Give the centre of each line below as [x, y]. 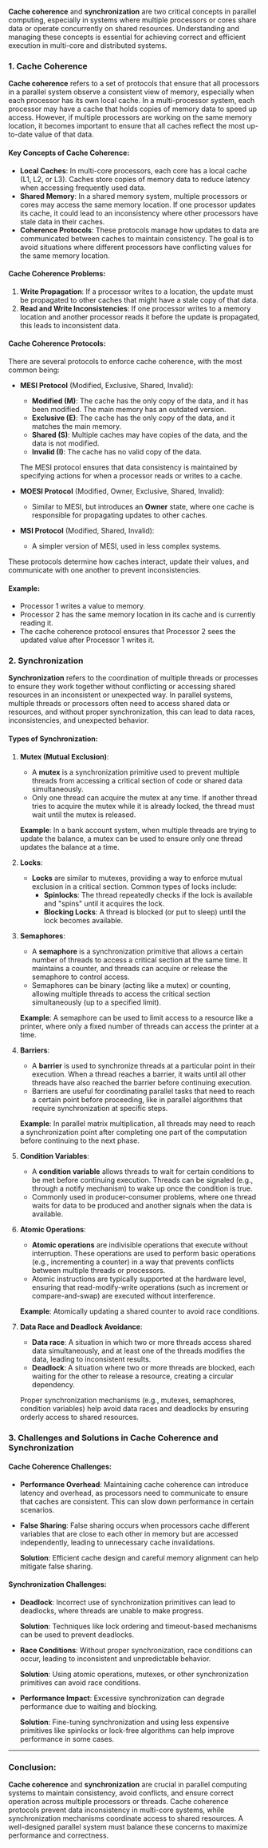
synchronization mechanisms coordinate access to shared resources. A [126, 1818]
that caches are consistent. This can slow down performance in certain [136, 1501]
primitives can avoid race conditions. [80, 1682]
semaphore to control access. [81, 977]
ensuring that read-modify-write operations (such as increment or [140, 1287]
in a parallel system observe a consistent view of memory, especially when [131, 92]
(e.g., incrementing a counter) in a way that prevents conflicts [133, 1262]
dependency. [53, 1384]
